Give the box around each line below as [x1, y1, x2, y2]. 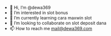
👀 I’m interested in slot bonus [9, 10, 68, 16]
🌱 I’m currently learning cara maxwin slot [9, 15, 92, 20]
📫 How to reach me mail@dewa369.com [9, 26, 92, 31]
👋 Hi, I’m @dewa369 [9, 5, 51, 10]
